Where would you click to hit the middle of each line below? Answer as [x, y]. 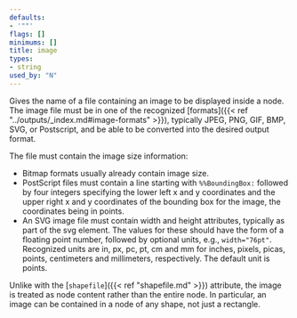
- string [25, 68]
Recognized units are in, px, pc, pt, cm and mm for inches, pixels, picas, [154, 249]
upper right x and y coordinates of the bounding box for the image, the [152, 201]
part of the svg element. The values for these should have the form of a [153, 230]
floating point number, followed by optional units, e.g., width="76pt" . [147, 239]
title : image [33, 51]
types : [21, 59]
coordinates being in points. [73, 211]
